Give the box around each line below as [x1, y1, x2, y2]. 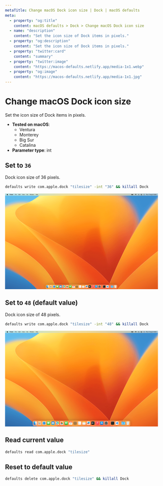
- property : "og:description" [9, 39, 70, 44]
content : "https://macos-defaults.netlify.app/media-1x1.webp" [14, 64, 145, 69]
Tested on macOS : [12, 121, 50, 127]
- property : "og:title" [9, 18, 57, 23]
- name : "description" [9, 28, 55, 34]
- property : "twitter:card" [9, 49, 66, 53]
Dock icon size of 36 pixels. [5, 174, 61, 180]
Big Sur [19, 137, 34, 143]
